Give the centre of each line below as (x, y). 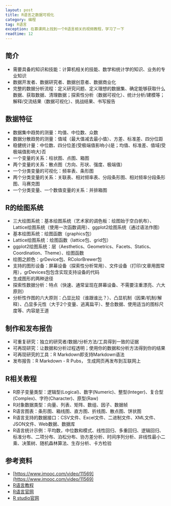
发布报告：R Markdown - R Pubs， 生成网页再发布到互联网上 (77, 361)
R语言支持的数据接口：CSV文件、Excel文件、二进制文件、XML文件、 (85, 418)
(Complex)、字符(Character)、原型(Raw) (56, 398)
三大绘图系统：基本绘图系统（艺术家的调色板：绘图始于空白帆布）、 (83, 221)
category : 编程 (21, 19)
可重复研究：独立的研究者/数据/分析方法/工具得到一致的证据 (76, 342)
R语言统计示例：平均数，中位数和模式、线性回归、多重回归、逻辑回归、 (88, 431)
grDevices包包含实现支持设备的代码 (62, 272)
